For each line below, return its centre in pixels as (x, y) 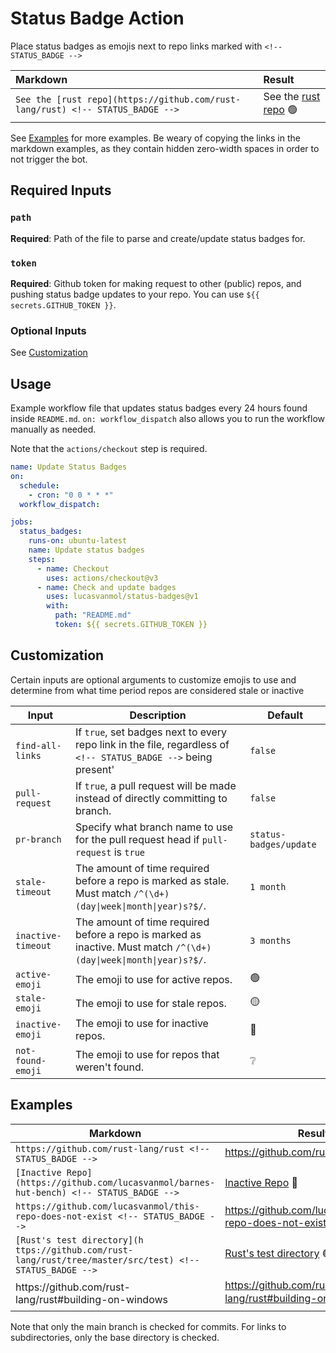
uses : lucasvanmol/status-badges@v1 (122, 597)
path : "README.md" (93, 615)
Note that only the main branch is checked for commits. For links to (148, 1326)
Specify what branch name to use (154, 827)
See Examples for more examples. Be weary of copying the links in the (155, 138)
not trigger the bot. (49, 159)
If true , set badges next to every (151, 732)
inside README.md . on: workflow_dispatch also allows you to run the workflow (168, 419)
